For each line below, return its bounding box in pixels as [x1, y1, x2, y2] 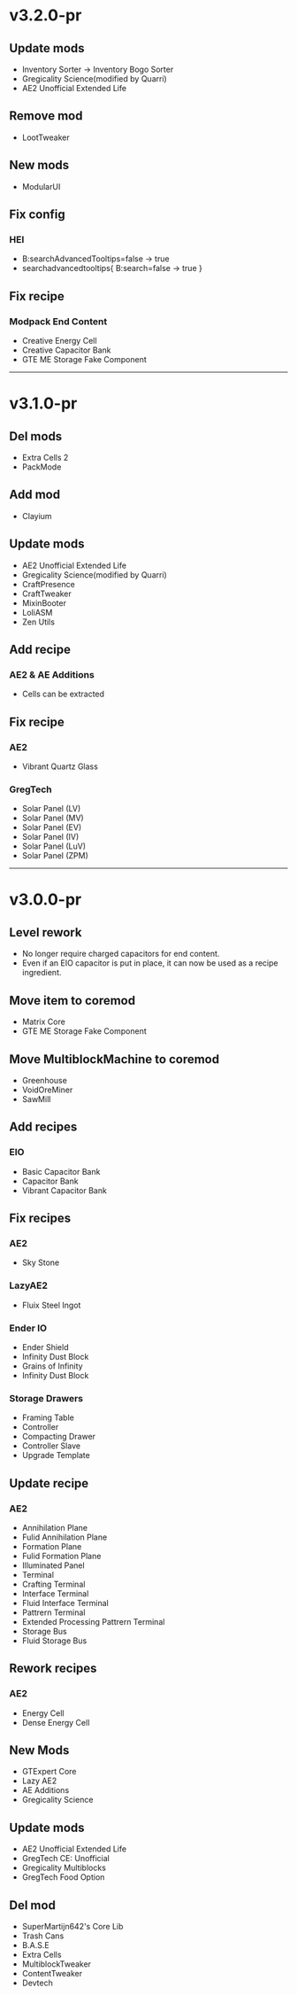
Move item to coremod [9, 993, 135, 1008]
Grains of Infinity [21, 1361, 83, 1371]
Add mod [9, 487, 60, 502]
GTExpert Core [21, 1766, 77, 1777]
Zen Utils [21, 617, 56, 627]
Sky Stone [21, 1257, 60, 1268]
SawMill [21, 1093, 51, 1104]
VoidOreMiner [21, 1084, 73, 1095]
